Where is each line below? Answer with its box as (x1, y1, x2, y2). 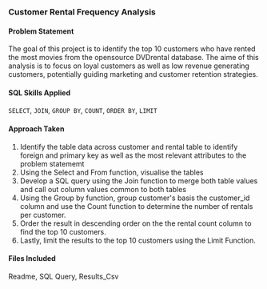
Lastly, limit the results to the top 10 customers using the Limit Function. (19, 235, 256, 245)
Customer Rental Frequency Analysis (8, 6, 156, 18)
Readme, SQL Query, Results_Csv (8, 271, 119, 281)
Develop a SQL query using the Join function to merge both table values (19, 175, 258, 186)
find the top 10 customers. (19, 227, 106, 236)
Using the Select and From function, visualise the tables (19, 167, 204, 177)
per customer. (19, 210, 66, 219)
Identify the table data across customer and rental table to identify (19, 142, 238, 151)
